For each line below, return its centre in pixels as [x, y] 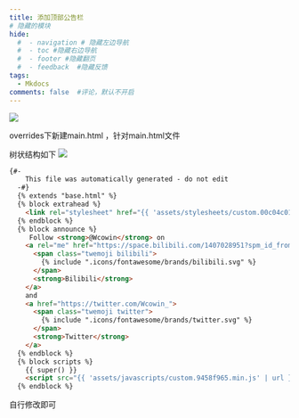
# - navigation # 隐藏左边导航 [73, 42]
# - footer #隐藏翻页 [57, 59]
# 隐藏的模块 [30, 26]
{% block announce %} [57, 229]
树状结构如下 [32, 154]
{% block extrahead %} [59, 204]
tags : [19, 76]
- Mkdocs [33, 84]
